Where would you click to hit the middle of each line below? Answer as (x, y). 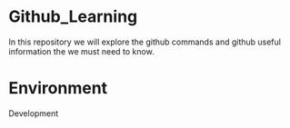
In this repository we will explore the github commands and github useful (145, 42)
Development (34, 113)
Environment (58, 89)
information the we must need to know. (82, 51)
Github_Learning (73, 17)
